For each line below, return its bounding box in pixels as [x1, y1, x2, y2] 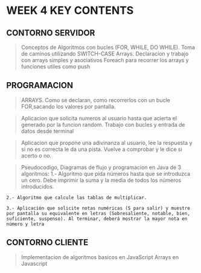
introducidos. [21, 182, 54, 190]
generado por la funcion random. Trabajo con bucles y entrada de [21, 121, 185, 128]
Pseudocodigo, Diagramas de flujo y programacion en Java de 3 [21, 164, 182, 171]
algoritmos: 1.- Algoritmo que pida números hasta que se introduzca [21, 170, 191, 177]
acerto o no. [21, 152, 52, 159]
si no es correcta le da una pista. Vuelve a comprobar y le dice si [21, 146, 182, 153]
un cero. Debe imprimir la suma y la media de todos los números [21, 176, 182, 184]
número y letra [6, 221, 45, 227]
